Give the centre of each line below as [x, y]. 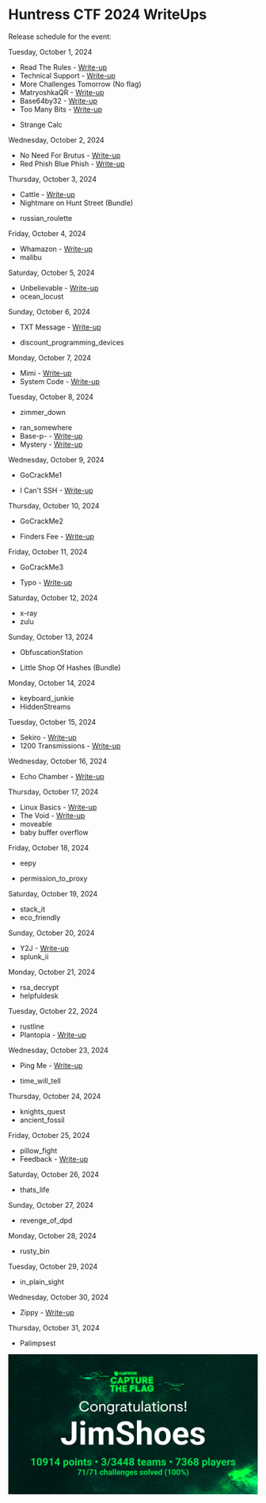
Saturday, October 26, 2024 [54, 1174]
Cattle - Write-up [47, 194]
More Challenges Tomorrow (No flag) [80, 84]
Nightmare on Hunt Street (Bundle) [76, 203]
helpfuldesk [39, 995]
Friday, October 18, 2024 [49, 847]
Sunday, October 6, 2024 [49, 311]
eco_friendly [40, 917]
